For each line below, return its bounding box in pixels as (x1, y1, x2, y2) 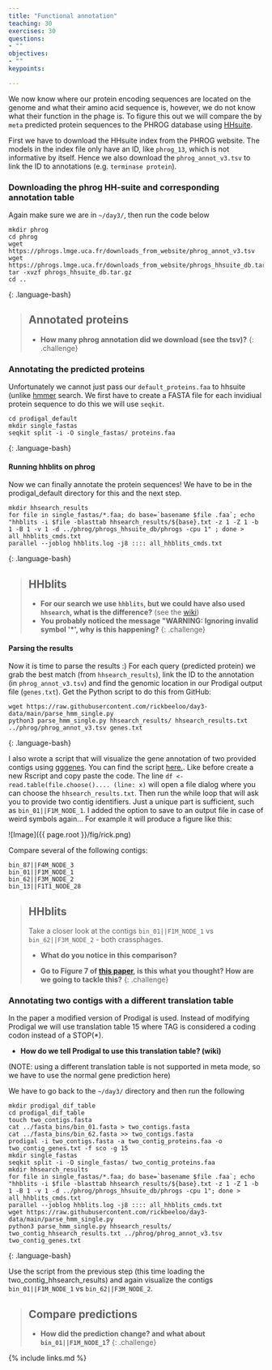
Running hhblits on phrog (8, 461, 96, 471)
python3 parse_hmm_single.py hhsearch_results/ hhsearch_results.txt (8, 717, 249, 726)
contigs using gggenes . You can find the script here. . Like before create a (8, 763, 254, 773)
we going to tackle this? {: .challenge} (40, 974, 169, 985)
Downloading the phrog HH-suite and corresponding (8, 182, 220, 193)
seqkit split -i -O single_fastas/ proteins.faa (8, 429, 176, 438)
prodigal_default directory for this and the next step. (8, 488, 182, 499)
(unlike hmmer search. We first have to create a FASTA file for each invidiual (8, 391, 261, 400)
